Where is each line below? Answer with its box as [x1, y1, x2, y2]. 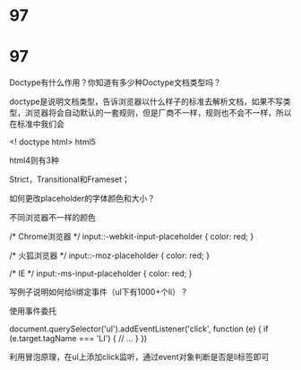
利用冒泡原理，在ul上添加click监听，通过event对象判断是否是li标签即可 [9, 351, 270, 363]
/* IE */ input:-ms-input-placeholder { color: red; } [9, 268, 193, 279]
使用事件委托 [9, 305, 56, 316]
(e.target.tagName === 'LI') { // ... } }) [9, 333, 148, 344]
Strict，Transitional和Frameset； [9, 174, 130, 185]
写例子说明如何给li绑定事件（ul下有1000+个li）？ [9, 287, 188, 297]
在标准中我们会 [9, 118, 64, 130]
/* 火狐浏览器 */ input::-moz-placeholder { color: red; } [9, 250, 211, 261]
